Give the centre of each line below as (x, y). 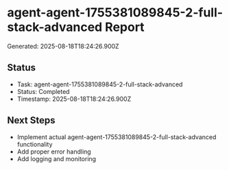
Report (125, 27)
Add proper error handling (54, 151)
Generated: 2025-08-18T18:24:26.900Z (63, 46)
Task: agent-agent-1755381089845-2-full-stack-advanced (100, 84)
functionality (35, 144)
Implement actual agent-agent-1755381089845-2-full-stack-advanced (117, 137)
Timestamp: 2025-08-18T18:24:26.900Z (74, 99)
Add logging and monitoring (57, 158)
